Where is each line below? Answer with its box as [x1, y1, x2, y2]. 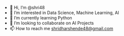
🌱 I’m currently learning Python [9, 15, 72, 20]
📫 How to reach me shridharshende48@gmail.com [9, 26, 114, 31]
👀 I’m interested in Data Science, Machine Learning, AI [9, 10, 120, 16]
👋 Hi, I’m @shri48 [9, 5, 45, 10]
